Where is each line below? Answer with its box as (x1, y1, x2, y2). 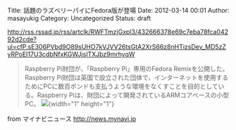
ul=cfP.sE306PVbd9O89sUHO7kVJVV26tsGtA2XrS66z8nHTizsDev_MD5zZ (7, 43, 227, 51)
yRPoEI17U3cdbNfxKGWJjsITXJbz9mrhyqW (7, 50, 135, 58)
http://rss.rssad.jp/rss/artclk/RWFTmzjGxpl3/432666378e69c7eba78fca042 (7, 27, 229, 36)
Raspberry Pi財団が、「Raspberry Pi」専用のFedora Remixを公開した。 (24, 65, 229, 72)
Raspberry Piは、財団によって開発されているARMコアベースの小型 (37, 91, 230, 99)
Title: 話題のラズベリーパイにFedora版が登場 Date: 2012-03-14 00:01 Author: (7, 6, 230, 14)
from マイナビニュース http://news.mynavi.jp (7, 115, 137, 123)
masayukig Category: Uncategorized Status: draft (7, 14, 151, 22)
